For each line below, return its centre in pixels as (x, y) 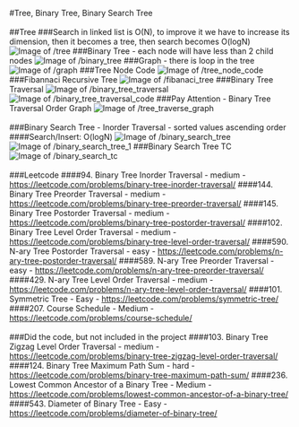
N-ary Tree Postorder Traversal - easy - (83, 251)
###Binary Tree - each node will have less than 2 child (173, 51)
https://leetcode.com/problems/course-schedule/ (101, 318)
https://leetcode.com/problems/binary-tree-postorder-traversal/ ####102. (146, 222)
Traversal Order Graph (51, 108)
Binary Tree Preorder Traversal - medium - (88, 194)
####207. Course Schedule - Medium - (82, 308)
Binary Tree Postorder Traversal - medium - (90, 213)
